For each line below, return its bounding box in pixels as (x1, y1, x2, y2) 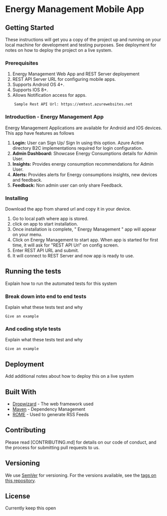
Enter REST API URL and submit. (12, 247, 79, 253)
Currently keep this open (5, 505, 56, 511)
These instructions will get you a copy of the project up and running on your (5, 36, 161, 42)
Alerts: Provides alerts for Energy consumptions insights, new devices (12, 171, 158, 178)
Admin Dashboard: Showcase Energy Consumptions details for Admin (12, 150, 158, 156)
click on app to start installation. (12, 221, 78, 227)
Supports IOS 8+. (12, 87, 48, 93)
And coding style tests (5, 325, 61, 332)
